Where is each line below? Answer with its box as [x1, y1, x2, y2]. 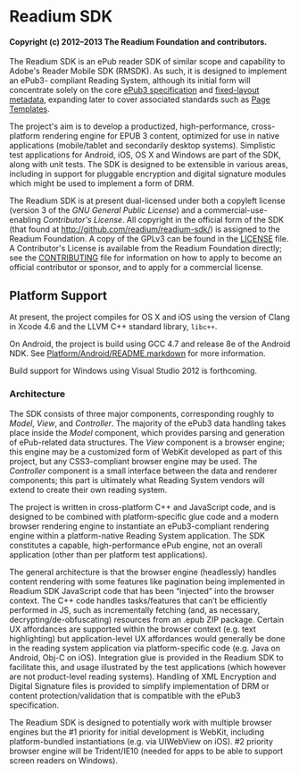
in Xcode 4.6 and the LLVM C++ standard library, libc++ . [9, 321, 218, 332]
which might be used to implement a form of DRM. [9, 178, 195, 189]
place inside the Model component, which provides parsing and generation [9, 427, 286, 438]
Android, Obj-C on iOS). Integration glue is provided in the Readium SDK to [9, 651, 284, 663]
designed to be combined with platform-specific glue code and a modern [9, 511, 279, 522]
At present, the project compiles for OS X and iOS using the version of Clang [9, 311, 290, 323]
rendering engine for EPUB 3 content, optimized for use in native [41, 131, 279, 141]
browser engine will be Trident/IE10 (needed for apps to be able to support [9, 745, 284, 756]
